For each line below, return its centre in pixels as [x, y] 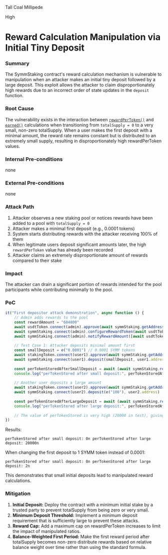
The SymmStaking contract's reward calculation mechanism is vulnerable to [83, 74]
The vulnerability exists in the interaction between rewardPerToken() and [79, 119]
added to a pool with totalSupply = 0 [51, 223]
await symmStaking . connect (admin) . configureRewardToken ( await [80, 332]
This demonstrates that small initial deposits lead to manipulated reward [79, 475]
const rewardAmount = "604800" [47, 323]
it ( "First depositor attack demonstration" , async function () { [74, 313]
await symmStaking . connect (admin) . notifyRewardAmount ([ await [79, 336]
